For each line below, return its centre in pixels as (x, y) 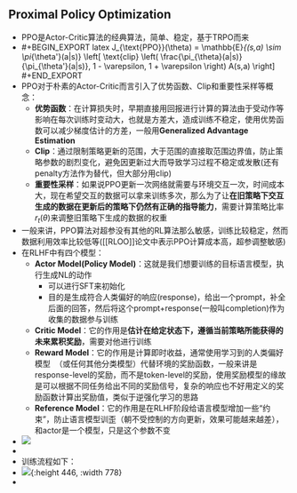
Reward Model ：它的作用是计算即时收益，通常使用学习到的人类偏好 (159, 352)
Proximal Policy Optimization (90, 15)
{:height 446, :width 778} (76, 472)
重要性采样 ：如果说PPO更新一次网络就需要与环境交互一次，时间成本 (160, 184)
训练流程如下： (48, 461)
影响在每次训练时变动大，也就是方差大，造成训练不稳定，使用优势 (155, 119)
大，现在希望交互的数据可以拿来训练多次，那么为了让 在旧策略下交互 (159, 195)
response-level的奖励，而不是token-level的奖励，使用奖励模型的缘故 (160, 374)
